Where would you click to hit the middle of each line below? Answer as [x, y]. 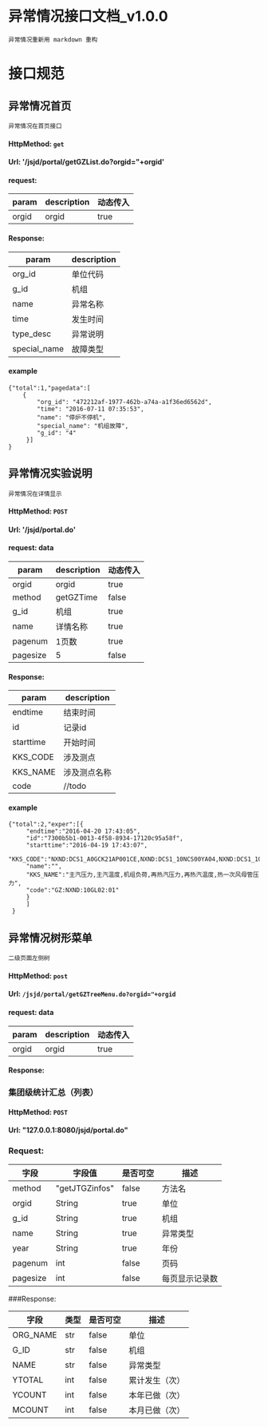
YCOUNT [30, 1394]
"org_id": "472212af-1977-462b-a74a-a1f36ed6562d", [125, 402]
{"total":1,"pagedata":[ [49, 388]
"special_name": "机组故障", [83, 426]
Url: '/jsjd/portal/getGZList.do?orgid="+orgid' [87, 162]
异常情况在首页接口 [35, 126]
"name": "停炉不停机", [71, 417]
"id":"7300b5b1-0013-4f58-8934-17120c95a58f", [104, 838]
